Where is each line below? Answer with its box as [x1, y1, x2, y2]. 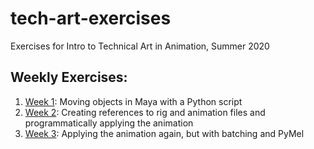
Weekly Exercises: [10, 69, 128, 86]
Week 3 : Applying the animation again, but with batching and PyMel [24, 127, 305, 139]
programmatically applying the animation [24, 117, 194, 129]
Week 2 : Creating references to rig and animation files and [24, 106, 266, 118]
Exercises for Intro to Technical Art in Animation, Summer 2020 [10, 40, 270, 52]
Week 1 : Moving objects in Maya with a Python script [24, 95, 243, 107]
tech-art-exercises [10, 7, 172, 30]
